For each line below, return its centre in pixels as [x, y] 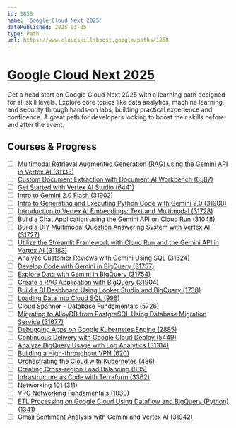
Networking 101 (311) [47, 385]
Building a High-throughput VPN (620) [73, 353]
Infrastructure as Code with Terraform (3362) [84, 377]
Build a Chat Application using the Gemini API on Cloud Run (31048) [116, 219]
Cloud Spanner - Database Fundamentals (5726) [88, 306]
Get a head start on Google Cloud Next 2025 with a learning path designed [116, 95]
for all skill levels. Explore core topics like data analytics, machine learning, [116, 102]
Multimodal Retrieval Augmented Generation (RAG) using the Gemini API [123, 164]
